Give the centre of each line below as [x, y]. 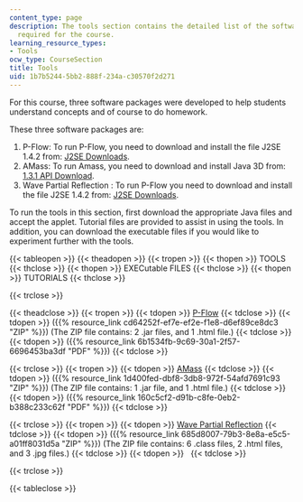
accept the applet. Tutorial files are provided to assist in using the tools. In [147, 221]
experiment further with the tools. [72, 241]
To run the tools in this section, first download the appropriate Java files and [151, 212]
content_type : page [46, 18]
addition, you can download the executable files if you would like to [134, 231]
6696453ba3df [37, 351]
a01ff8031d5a [35, 443]
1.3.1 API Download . [58, 175]
